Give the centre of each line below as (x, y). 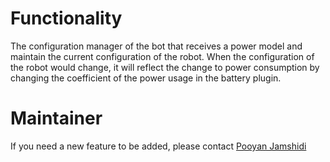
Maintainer (56, 118)
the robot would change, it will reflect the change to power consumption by (165, 67)
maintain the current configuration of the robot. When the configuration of (162, 56)
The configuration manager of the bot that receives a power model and (156, 46)
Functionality (66, 18)
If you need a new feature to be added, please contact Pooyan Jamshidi (158, 146)
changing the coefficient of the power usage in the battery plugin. (146, 78)
